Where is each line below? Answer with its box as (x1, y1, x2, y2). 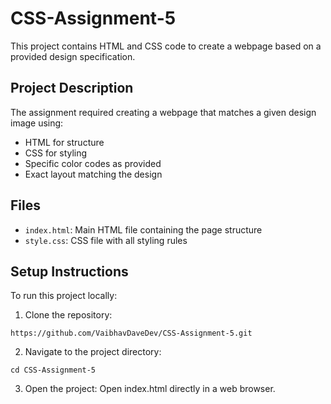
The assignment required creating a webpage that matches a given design (10, 106, 317, 118)
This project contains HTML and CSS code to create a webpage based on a (10, 40, 322, 52)
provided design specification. (10, 50, 136, 62)
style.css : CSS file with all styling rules (24, 234, 188, 246)
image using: (10, 117, 64, 129)
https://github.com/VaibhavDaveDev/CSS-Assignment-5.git (10, 328, 253, 339)
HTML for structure (24, 136, 105, 148)
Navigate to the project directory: (24, 346, 162, 358)
